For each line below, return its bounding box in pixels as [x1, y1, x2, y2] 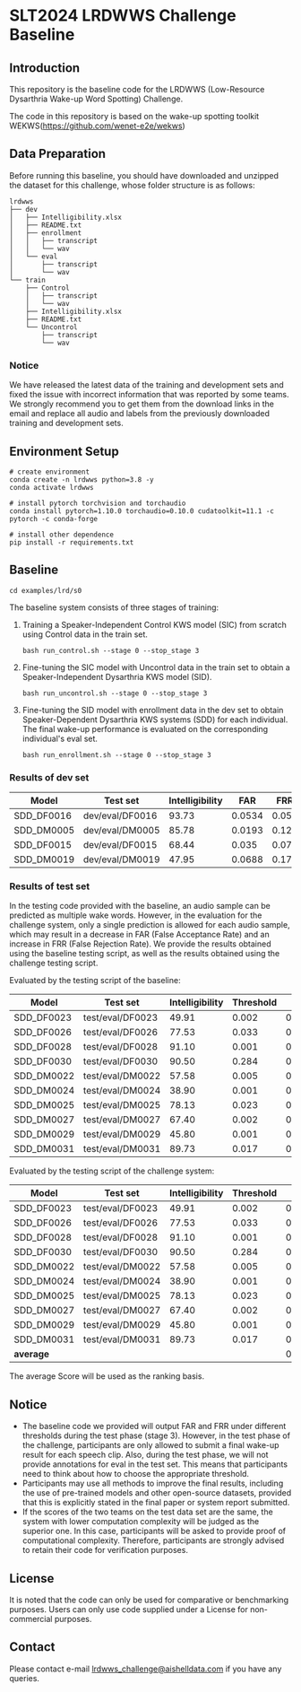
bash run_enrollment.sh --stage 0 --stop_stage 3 [21, 750, 212, 759]
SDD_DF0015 [13, 839, 73, 851]
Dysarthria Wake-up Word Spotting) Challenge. [9, 93, 184, 104]
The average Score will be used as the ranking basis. [9, 1371, 204, 1382]
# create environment [9, 467, 90, 476]
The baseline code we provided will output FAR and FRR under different [21, 1421, 287, 1432]
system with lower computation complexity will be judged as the [21, 1516, 260, 1527]
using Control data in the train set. [21, 629, 148, 640]
